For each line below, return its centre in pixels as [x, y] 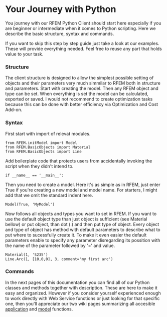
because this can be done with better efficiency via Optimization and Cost [82, 104]
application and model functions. [39, 309]
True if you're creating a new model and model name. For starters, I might [81, 190]
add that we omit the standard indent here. [49, 195]
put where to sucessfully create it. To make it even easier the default [76, 235]
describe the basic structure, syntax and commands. [60, 33]
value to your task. [24, 54]
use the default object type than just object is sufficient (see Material [76, 219]
